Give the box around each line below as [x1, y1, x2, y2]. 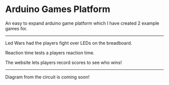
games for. [5, 25, 28, 31]
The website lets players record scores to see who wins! [5, 59, 122, 65]
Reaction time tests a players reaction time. [5, 49, 95, 56]
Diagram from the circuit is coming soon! [5, 74, 90, 80]
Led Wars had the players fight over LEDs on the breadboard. [5, 40, 132, 46]
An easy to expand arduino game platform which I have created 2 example [5, 20, 159, 26]
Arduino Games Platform [5, 4, 111, 15]
